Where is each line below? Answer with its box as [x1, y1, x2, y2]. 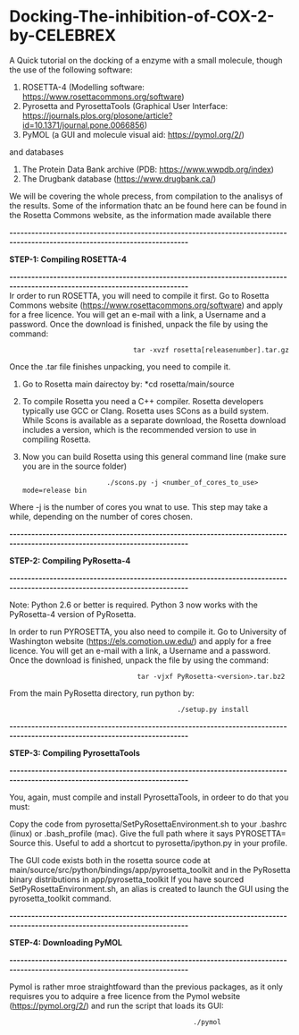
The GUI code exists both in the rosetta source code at [9, 854, 212, 865]
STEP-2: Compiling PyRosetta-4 [9, 555, 131, 565]
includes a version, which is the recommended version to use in [21, 424, 257, 435]
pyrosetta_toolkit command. [9, 893, 112, 904]
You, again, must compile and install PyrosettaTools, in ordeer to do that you [9, 792, 289, 802]
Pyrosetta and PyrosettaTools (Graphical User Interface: [21, 100, 228, 111]
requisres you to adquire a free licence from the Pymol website [9, 990, 241, 1001]
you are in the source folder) [21, 461, 128, 471]
